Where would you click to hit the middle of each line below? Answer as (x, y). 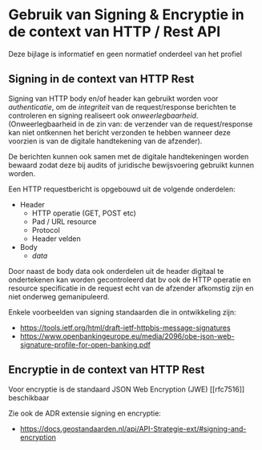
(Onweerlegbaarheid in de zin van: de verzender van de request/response (131, 124)
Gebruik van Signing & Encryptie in (126, 15)
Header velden (56, 239)
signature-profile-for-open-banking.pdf (85, 344)
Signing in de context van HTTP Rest (101, 79)
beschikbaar (29, 397)
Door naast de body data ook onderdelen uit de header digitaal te (116, 271)
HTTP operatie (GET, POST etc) (84, 213)
